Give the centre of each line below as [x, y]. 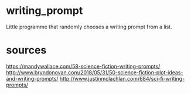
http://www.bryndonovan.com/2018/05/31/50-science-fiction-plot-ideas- [95, 72]
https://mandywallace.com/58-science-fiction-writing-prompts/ [83, 66]
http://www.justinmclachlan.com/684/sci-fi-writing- [122, 78]
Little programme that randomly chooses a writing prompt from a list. [89, 27]
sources [26, 50]
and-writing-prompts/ [32, 78]
